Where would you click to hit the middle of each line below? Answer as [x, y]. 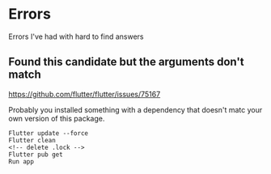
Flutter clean [32, 140]
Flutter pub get [36, 155]
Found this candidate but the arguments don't [126, 62]
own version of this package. [57, 118]
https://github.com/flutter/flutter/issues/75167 [85, 94]
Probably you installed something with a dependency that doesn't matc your [135, 109]
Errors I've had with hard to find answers [76, 36]
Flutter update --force [49, 133]
